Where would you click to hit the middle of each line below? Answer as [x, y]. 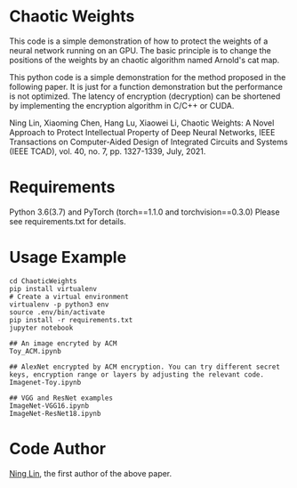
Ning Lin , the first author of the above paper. [91, 473]
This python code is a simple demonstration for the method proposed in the [148, 77]
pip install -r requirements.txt [71, 320]
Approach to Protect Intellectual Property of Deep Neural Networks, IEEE [142, 132]
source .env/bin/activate [57, 312]
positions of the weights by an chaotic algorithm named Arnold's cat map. [144, 60]
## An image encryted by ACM [63, 343]
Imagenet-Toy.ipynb [45, 382]
